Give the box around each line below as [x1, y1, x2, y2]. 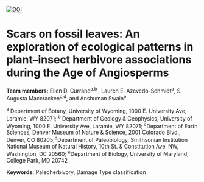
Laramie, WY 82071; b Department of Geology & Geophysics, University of [6, 113, 193, 122]
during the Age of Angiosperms [6, 66, 169, 80]
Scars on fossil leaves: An [6, 27, 140, 41]
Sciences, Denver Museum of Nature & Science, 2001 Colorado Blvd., [6, 128, 181, 136]
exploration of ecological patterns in [6, 40, 194, 54]
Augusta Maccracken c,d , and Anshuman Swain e [6, 93, 127, 102]
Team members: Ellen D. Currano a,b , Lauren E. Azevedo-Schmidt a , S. [6, 86, 183, 94]
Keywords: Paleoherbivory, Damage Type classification [6, 168, 146, 176]
